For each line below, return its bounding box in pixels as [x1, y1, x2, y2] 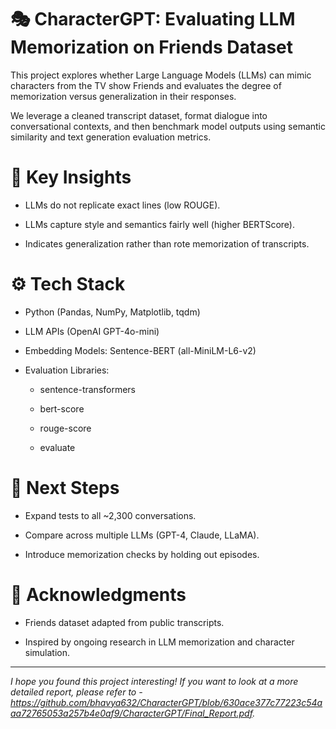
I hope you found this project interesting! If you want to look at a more [10, 675, 299, 687]
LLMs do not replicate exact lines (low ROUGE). [24, 199, 221, 211]
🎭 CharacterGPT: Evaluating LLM [10, 8, 296, 31]
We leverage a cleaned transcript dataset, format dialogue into [10, 109, 268, 121]
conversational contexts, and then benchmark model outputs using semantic [10, 120, 326, 132]
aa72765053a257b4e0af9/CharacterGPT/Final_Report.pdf [10, 707, 253, 719]
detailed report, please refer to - [10, 686, 143, 698]
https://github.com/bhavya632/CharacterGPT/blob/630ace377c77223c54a [10, 696, 323, 708]
